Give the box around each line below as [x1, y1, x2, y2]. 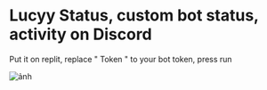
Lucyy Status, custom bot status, [9, 5, 259, 26]
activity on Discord [9, 24, 153, 45]
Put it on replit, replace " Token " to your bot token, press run [9, 53, 233, 64]
